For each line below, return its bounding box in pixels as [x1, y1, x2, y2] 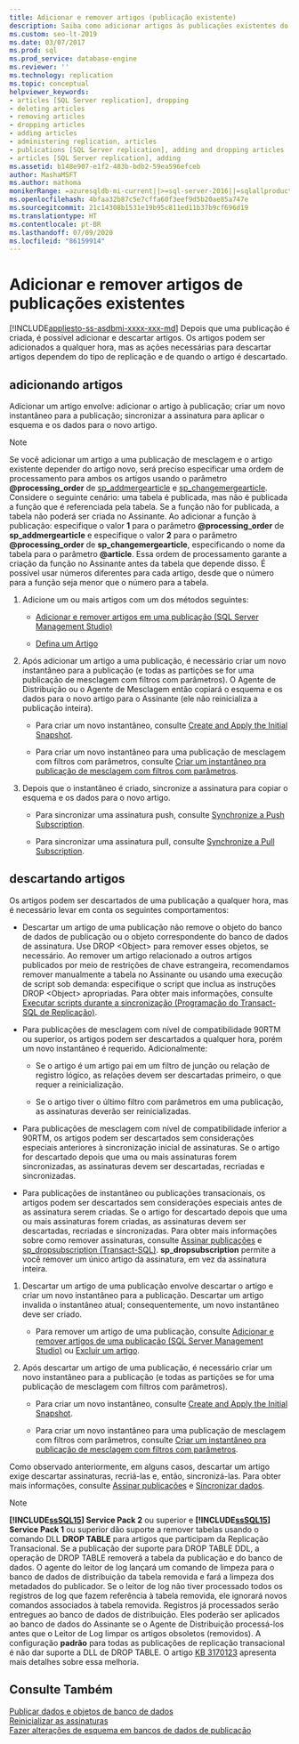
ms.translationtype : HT [9, 211, 98, 221]
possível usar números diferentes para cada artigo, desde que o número [9, 568, 274, 578]
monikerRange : [9, 187, 62, 196]
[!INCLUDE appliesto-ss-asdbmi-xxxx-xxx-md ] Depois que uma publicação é [9, 323, 290, 334]
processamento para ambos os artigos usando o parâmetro [9, 473, 227, 483]
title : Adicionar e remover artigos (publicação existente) [9, 12, 238, 22]
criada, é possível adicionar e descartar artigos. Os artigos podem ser [9, 333, 265, 343]
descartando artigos [9, 871, 125, 886]
